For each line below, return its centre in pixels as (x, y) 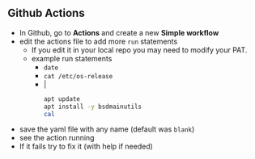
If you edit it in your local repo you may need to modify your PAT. (139, 50)
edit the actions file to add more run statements (98, 41)
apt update (62, 99)
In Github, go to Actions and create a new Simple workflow (119, 32)
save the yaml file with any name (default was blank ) (107, 129)
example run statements (72, 58)
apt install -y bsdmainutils (93, 107)
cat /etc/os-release (78, 76)
